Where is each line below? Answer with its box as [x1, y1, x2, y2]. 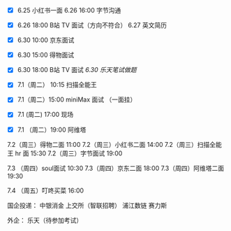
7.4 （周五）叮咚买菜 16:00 [7, 186, 84, 195]
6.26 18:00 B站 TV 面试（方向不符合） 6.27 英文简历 [17, 21, 167, 29]
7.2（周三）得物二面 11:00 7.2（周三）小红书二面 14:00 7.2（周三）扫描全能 [7, 140, 222, 148]
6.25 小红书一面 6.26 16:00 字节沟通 [17, 6, 121, 14]
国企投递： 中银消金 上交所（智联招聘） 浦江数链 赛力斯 [7, 201, 167, 209]
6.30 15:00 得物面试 [17, 51, 75, 59]
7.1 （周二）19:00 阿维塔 [17, 125, 87, 134]
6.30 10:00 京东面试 [17, 36, 75, 44]
